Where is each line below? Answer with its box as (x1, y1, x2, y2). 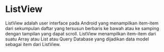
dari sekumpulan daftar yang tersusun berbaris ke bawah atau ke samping (5, 25, 159, 31)
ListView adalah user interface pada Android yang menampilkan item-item (5, 20, 159, 26)
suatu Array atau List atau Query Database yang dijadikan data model (5, 36, 149, 42)
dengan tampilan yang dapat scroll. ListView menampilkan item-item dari (5, 30, 156, 36)
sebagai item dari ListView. (5, 41, 61, 47)
